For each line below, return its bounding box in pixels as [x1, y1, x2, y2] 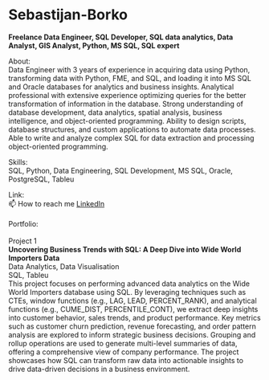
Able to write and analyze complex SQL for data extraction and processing [8, 133, 255, 142]
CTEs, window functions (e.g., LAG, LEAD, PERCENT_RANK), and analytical [8, 296, 257, 305]
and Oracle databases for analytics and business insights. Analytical [8, 82, 234, 92]
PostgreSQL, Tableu [8, 174, 75, 184]
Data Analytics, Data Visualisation [8, 261, 120, 271]
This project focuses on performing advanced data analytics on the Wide [8, 279, 251, 288]
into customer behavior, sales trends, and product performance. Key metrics [8, 313, 261, 322]
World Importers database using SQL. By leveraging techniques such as [8, 287, 247, 296]
